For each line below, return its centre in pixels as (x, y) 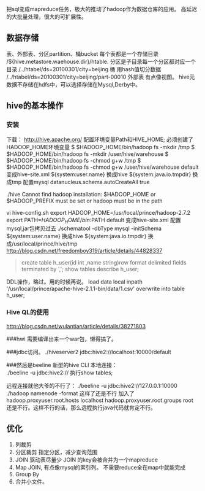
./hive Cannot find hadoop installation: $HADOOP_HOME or (81, 194)
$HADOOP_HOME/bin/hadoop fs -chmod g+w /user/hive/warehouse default (102, 167)
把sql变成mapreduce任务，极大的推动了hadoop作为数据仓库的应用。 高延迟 (102, 9)
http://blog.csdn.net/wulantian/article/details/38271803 (76, 326)
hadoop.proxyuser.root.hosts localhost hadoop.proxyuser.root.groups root (100, 400)
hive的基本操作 (35, 106)
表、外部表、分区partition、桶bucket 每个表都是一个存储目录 (83, 53)
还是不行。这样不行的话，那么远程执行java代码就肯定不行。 (81, 408)
